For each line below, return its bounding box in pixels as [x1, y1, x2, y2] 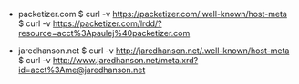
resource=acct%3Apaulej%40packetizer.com [17, 28, 191, 38]
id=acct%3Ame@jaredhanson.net [17, 64, 146, 75]
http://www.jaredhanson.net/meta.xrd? [53, 55, 199, 65]
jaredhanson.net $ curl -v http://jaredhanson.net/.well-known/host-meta [17, 45, 290, 56]
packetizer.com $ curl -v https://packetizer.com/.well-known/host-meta [17, 9, 287, 19]
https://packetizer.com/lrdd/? [53, 18, 162, 29]
